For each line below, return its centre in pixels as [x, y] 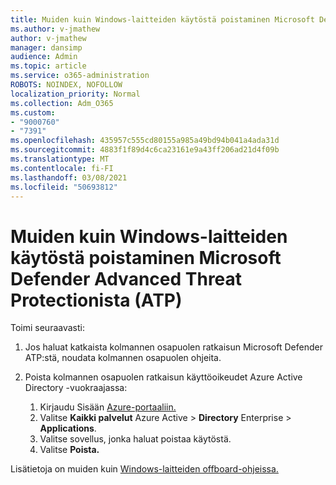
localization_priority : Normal [75, 94]
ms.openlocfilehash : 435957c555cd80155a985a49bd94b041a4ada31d [145, 141]
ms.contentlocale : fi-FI [62, 168]
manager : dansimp [46, 47]
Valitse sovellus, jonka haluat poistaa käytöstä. [135, 439]
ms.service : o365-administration [80, 76]
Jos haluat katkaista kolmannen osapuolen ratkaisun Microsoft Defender [173, 347]
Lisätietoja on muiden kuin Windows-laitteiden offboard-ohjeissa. [144, 469]
